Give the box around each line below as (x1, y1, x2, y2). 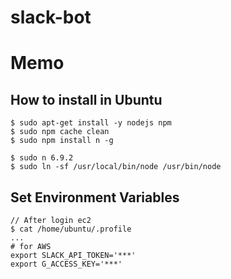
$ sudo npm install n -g (10, 136, 114, 146)
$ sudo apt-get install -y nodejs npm (10, 118, 172, 128)
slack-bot (10, 6, 92, 29)
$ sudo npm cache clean (10, 127, 110, 137)
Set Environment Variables (10, 189, 180, 206)
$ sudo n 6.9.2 (10, 153, 74, 163)
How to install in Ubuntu (10, 91, 163, 108)
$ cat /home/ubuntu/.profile (10, 224, 132, 234)
